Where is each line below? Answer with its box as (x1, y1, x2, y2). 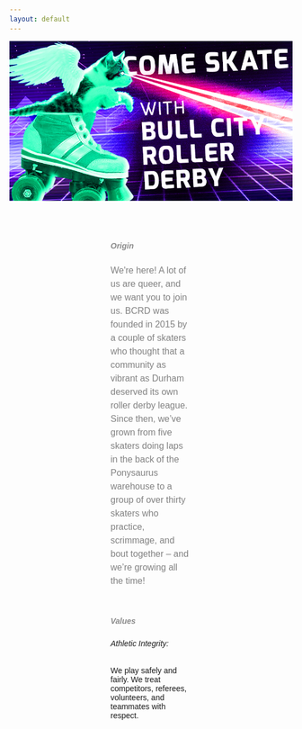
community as (111, 359, 166, 370)
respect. (111, 711, 139, 721)
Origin (111, 241, 135, 251)
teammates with (111, 702, 166, 712)
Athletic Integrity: (111, 638, 169, 648)
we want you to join (111, 292, 188, 302)
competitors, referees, (111, 684, 187, 694)
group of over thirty (111, 494, 186, 505)
